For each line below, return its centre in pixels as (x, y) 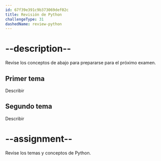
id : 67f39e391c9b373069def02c (37, 10)
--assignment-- (39, 139)
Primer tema (25, 78)
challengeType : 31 (24, 19)
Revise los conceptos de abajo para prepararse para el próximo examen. (81, 63)
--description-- (38, 49)
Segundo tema (29, 106)
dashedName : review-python (34, 24)
